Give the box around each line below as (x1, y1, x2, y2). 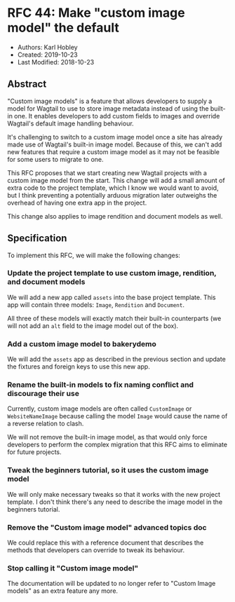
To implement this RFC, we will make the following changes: (7, 251, 181, 259)
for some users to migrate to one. (7, 155, 104, 163)
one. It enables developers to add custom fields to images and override (13, 111, 220, 120)
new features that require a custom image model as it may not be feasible (7, 147, 220, 156)
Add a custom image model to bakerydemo (7, 338, 156, 348)
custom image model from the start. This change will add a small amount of (7, 176, 226, 184)
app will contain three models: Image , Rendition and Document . (7, 300, 184, 309)
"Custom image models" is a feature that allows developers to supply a (7, 97, 213, 105)
